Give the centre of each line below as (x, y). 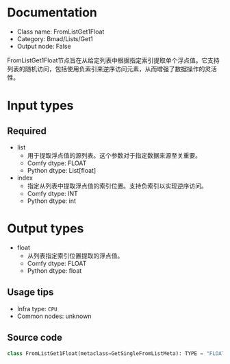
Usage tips (30, 292)
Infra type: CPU (37, 308)
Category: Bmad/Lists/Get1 (55, 38)
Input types (40, 106)
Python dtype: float (54, 270)
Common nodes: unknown (54, 316)
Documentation (52, 13)
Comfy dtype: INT (53, 193)
